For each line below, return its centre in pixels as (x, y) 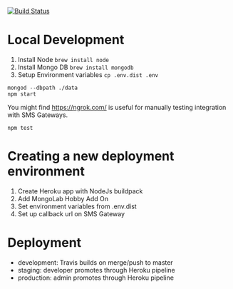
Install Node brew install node (63, 59)
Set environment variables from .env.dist (77, 206)
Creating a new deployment (91, 156)
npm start (22, 94)
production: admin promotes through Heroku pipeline (96, 278)
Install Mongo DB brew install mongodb (76, 67)
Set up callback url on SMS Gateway (71, 213)
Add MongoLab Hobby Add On (63, 198)
